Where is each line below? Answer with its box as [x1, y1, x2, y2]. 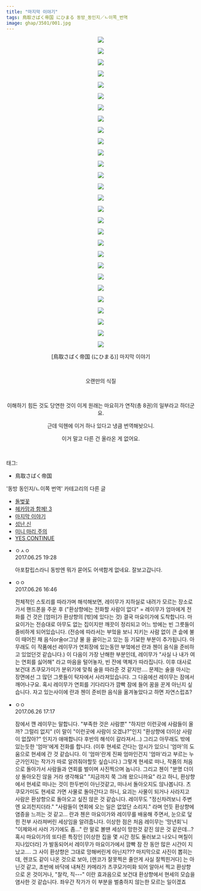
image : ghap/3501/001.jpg [6, 20, 71, 26]
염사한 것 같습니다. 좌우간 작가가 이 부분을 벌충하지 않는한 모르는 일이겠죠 [14, 878, 187, 886]
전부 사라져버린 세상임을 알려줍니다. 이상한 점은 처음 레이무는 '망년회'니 [21, 818, 188, 825]
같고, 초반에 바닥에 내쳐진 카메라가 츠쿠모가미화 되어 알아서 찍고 [26, 863, 175, 871]
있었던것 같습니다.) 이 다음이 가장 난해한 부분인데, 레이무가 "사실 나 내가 [21, 651, 189, 658]
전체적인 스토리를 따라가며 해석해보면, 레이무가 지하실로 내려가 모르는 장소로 [14, 598, 193, 605]
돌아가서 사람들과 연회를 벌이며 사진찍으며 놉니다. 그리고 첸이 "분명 [26, 765, 183, 773]
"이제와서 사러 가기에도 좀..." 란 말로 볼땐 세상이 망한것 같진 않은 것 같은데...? [14, 825, 194, 833]
